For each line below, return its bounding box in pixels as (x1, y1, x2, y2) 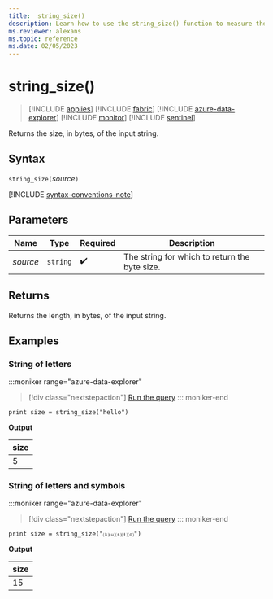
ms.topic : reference (8, 34, 79, 43)
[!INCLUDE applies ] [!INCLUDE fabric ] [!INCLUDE (28, 104, 193, 114)
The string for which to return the (123, 251, 250, 262)
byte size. (123, 261, 161, 273)
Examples (8, 334, 59, 348)
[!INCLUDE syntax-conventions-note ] (8, 189, 134, 199)
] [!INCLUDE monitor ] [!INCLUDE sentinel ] (56, 113, 197, 123)
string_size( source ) (8, 173, 80, 183)
